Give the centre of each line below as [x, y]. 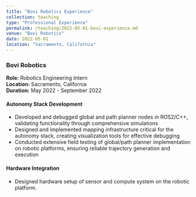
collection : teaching [33, 17]
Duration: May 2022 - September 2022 [54, 91]
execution [27, 155]
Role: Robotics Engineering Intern [47, 78]
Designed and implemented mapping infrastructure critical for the [94, 130]
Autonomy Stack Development [44, 104]
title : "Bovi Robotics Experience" [50, 12]
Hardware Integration [33, 168]
